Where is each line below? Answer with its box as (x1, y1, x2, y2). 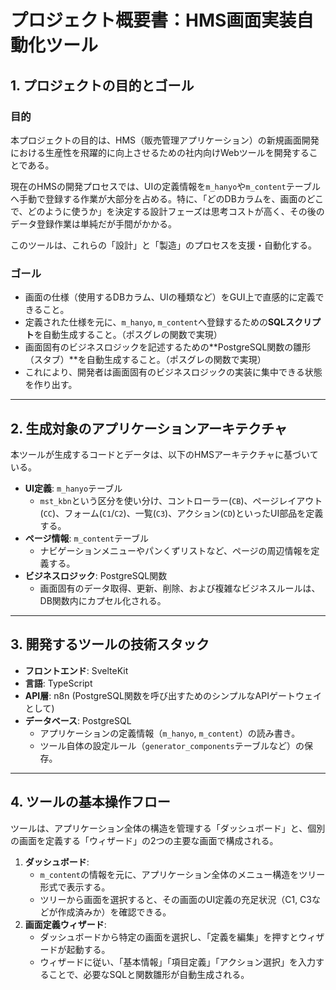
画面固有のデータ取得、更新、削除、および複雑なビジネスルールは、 (39, 582, 321, 594)
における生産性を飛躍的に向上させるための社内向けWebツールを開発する (10, 146, 310, 158)
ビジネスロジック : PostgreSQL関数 (24, 569, 168, 581)
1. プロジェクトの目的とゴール (10, 77, 195, 94)
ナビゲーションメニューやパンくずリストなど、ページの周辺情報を (39, 544, 312, 556)
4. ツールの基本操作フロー (10, 794, 171, 811)
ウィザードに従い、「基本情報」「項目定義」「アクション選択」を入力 (39, 956, 316, 968)
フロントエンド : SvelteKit (24, 664, 129, 676)
